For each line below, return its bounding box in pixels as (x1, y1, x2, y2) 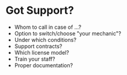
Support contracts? (14, 43, 63, 50)
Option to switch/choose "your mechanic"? (14, 29, 122, 37)
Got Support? (5, 4, 75, 17)
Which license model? (14, 49, 70, 56)
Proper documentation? (14, 61, 73, 69)
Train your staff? (14, 55, 55, 62)
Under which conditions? (14, 36, 76, 43)
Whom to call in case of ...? (14, 23, 82, 31)
